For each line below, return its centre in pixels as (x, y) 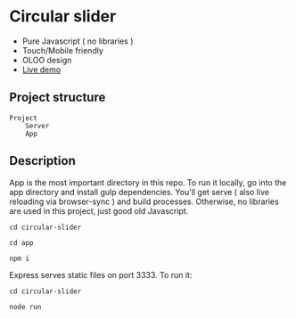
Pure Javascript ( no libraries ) (78, 41)
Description (42, 161)
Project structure (58, 98)
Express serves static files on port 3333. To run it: (101, 274)
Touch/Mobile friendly (63, 50)
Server (37, 126)
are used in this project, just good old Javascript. (99, 210)
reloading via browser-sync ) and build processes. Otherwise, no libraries (144, 201)
